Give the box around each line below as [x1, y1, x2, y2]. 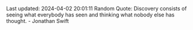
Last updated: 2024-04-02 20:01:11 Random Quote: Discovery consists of [6, 5, 187, 12]
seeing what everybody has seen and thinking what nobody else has [6, 11, 175, 18]
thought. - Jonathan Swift [6, 18, 69, 24]
